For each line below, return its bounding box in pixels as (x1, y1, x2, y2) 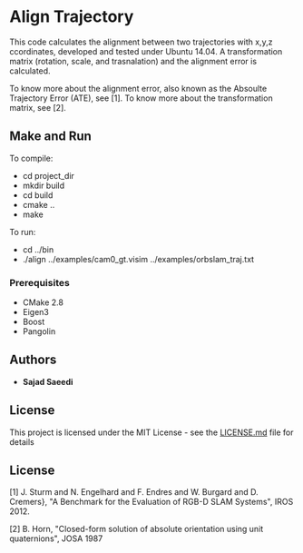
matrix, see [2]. (9, 102, 66, 113)
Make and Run (9, 129, 93, 144)
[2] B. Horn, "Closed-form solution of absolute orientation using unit (9, 524, 264, 535)
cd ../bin (22, 243, 54, 255)
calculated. (9, 65, 52, 76)
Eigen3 (22, 307, 50, 318)
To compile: (9, 153, 54, 163)
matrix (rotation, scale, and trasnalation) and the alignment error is (9, 55, 257, 66)
